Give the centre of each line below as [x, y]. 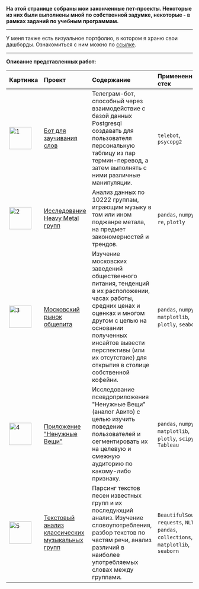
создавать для [113, 131]
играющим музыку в [121, 207]
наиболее [106, 555]
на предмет [109, 229]
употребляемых [115, 562]
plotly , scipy [176, 438]
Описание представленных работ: [51, 61]
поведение [107, 426]
